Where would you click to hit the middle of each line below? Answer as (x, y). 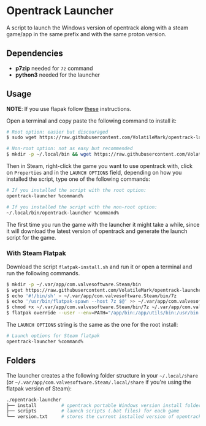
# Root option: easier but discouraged (57, 132)
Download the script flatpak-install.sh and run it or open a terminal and (99, 267)
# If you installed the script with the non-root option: (82, 207)
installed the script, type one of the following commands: (78, 179)
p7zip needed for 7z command (54, 68)
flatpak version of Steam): (39, 388)
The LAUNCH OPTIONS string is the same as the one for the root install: (92, 325)
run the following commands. (43, 273)
